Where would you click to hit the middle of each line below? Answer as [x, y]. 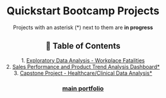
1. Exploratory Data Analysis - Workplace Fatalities [83, 60]
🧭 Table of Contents [83, 46]
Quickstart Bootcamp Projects [83, 11]
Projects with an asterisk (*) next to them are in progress [83, 27]
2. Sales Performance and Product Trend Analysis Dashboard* [83, 67]
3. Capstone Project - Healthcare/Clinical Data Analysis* [83, 73]
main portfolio [83, 88]
